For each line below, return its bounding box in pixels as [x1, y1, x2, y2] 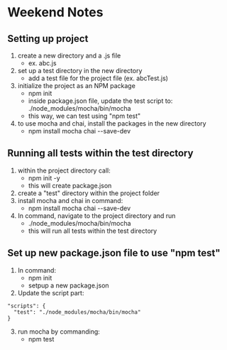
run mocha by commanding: [17, 327, 101, 336]
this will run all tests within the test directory [28, 226, 157, 235]
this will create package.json [28, 181, 112, 190]
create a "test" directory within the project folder [17, 189, 160, 197]
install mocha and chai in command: [17, 196, 123, 204]
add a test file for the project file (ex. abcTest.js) [28, 74, 169, 82]
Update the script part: [17, 288, 84, 297]
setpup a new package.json [28, 281, 109, 290]
